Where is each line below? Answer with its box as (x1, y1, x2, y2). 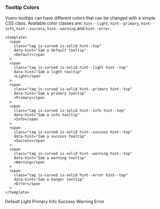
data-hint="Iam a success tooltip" (14, 134, 87, 139)
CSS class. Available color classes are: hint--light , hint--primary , (5, 20, 140, 26)
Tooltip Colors (5, 4, 40, 11)
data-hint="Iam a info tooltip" (14, 113, 80, 118)
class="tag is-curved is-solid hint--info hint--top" (14, 108, 126, 113)
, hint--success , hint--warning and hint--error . (14, 26, 112, 31)
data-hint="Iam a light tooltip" (14, 69, 82, 75)
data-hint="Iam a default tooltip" (14, 48, 87, 53)
